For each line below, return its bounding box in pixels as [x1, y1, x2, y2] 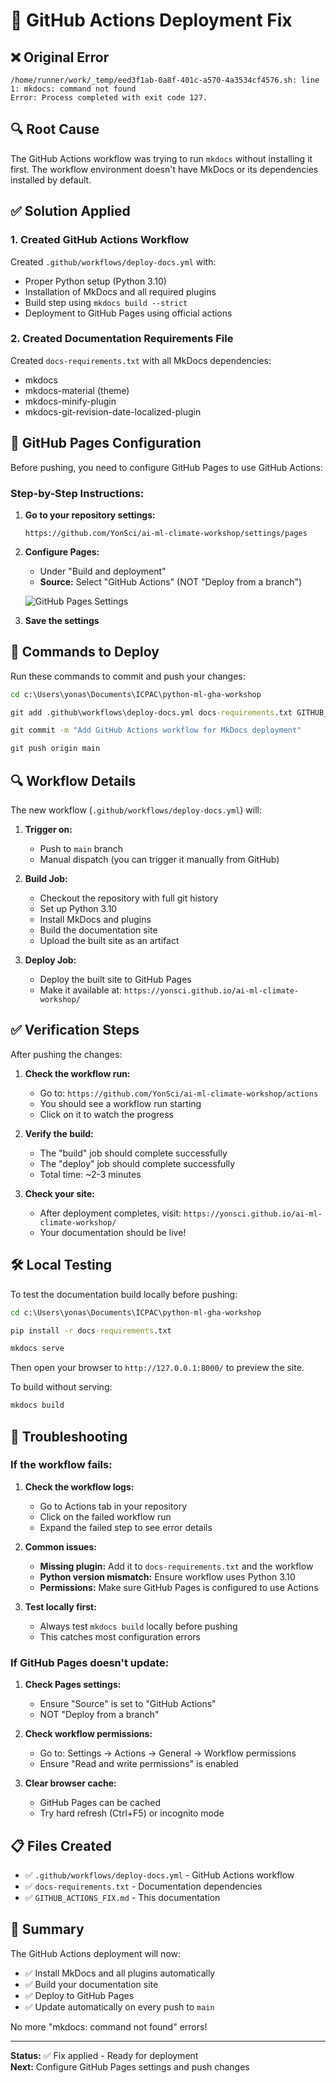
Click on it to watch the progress [39, 1108, 175, 1120]
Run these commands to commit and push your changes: [10, 670, 246, 682]
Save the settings [24, 614, 100, 626]
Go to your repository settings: [24, 509, 156, 521]
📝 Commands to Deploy [10, 644, 160, 661]
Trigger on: [24, 824, 73, 836]
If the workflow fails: [10, 1458, 113, 1472]
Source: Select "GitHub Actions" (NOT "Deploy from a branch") [39, 575, 303, 588]
